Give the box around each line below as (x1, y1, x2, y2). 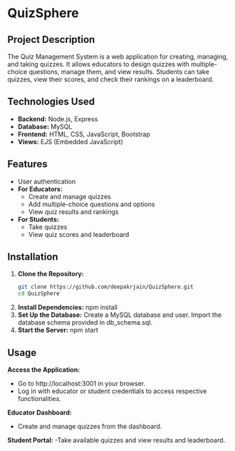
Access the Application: (7, 365, 80, 374)
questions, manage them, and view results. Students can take (28, 68, 210, 76)
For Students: (17, 215, 59, 223)
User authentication (17, 177, 76, 186)
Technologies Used (7, 96, 95, 108)
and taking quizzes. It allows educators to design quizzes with (7, 60, 190, 69)
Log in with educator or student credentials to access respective (17, 387, 207, 395)
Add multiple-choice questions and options (28, 200, 155, 208)
